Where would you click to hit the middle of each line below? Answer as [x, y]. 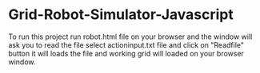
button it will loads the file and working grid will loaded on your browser [126, 53]
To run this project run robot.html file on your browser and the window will [130, 36]
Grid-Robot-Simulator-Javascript [121, 15]
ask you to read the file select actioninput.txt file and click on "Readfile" [126, 44]
